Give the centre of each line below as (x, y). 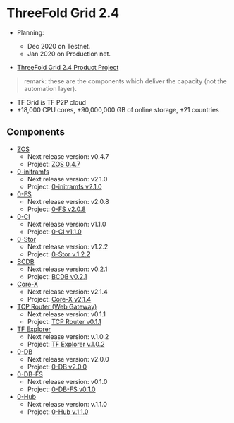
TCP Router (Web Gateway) (57, 306)
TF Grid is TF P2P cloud (51, 102)
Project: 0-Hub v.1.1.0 (58, 412)
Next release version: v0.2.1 (67, 269)
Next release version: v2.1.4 (68, 292)
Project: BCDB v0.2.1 (57, 276)
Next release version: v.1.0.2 (68, 336)
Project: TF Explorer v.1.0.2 (66, 344)
